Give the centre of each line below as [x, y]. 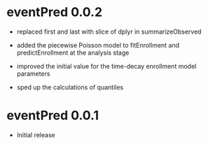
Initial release [36, 134]
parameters [33, 74]
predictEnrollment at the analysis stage [73, 53]
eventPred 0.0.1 [53, 116]
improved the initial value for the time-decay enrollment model [106, 66]
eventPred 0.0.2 [55, 12]
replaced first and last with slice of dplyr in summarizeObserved [109, 32]
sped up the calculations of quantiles [70, 87]
